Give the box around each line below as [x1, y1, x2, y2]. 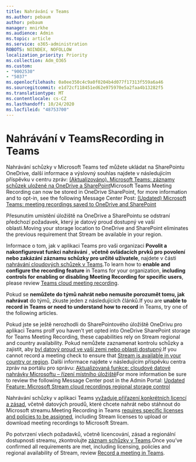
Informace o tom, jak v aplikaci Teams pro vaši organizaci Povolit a [6, 242, 167, 249]
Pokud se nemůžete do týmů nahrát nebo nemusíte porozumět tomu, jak [6, 291, 185, 298]
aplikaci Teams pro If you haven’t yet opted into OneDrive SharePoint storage [6, 327, 191, 334]
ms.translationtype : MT [6, 90, 64, 96]
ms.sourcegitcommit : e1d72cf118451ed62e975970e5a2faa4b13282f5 [6, 85, 164, 91]
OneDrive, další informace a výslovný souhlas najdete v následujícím [6, 170, 171, 177]
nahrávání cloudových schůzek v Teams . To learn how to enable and [6, 261, 171, 268]
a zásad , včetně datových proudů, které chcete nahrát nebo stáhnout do [6, 401, 181, 408]
